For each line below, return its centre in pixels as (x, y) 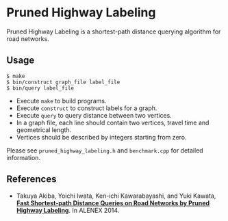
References (31, 179)
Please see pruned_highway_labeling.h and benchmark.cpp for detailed (105, 150)
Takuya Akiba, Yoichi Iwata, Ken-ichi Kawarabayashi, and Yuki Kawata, (116, 196)
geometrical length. (44, 130)
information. (24, 157)
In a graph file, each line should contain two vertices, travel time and (113, 122)
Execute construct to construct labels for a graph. (87, 108)
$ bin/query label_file (40, 88)
